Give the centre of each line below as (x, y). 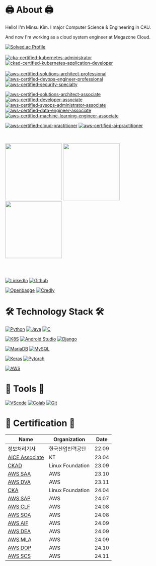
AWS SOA (19, 515)
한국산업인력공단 (67, 449)
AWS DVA (19, 482)
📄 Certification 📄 (40, 423)
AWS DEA (19, 531)
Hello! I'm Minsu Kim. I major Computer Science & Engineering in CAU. (78, 27)
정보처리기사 (22, 449)
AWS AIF (18, 523)
